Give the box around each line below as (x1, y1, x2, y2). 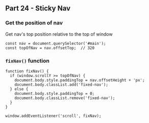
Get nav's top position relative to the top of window (5, 31, 113, 37)
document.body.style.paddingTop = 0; (14, 91, 95, 96)
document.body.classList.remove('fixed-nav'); (14, 95, 115, 101)
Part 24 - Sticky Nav (5, 4, 70, 13)
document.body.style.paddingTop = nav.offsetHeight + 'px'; (14, 78, 145, 83)
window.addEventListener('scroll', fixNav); (5, 113, 102, 118)
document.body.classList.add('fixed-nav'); (14, 82, 109, 87)
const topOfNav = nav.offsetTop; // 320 (5, 45, 95, 51)
